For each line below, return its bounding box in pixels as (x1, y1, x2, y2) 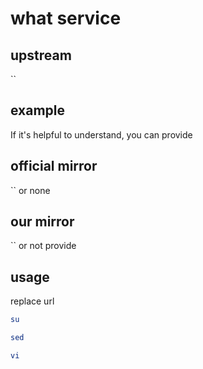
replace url (10, 295, 55, 307)
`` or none (10, 184, 51, 196)
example (10, 102, 66, 119)
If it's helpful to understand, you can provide (10, 128, 193, 141)
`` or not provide (10, 240, 77, 252)
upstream (10, 47, 72, 64)
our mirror (10, 213, 75, 231)
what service (10, 7, 122, 30)
